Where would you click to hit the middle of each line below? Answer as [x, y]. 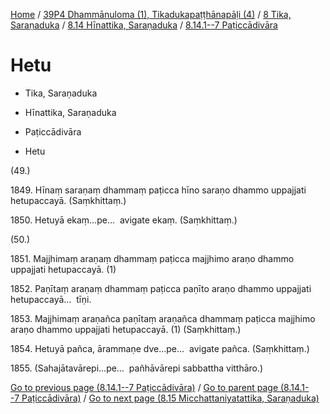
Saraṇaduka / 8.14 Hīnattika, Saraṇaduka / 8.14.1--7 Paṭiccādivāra [144, 25]
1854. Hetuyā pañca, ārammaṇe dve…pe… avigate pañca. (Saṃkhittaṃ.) [160, 348]
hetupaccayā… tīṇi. [51, 299]
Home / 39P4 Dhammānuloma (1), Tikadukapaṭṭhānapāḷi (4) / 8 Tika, [151, 14]
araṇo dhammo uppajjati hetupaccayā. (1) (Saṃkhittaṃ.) [126, 329]
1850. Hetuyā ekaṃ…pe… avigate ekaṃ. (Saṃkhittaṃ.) [124, 220]
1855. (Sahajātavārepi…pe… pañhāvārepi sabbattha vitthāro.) [137, 368]
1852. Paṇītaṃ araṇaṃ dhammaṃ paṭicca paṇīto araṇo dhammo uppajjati [161, 288]
